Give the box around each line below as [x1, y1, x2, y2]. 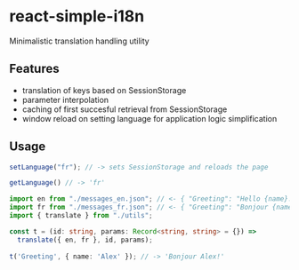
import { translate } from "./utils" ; [9, 211, 153, 220]
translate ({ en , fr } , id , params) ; [17, 235, 153, 244]
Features [9, 61, 60, 76]
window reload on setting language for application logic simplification [21, 113, 278, 123]
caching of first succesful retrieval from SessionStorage [21, 104, 228, 115]
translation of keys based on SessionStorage [21, 84, 187, 95]
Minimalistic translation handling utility [9, 36, 149, 46]
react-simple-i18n [9, 6, 145, 27]
